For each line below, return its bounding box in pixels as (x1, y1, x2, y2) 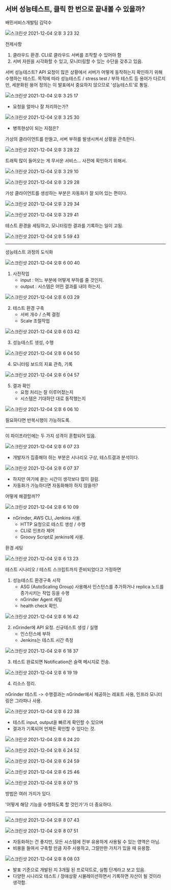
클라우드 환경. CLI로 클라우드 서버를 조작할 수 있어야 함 (12, 51, 122, 58)
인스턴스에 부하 (20, 631, 51, 637)
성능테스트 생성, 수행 (12, 339, 54, 345)
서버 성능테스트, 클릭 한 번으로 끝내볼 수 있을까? (5, 5, 146, 14)
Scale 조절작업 (20, 317, 50, 323)
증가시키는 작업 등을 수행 (20, 590, 70, 596)
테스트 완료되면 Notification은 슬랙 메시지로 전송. (12, 659, 110, 665)
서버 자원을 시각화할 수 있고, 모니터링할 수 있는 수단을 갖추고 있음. (12, 58, 143, 64)
